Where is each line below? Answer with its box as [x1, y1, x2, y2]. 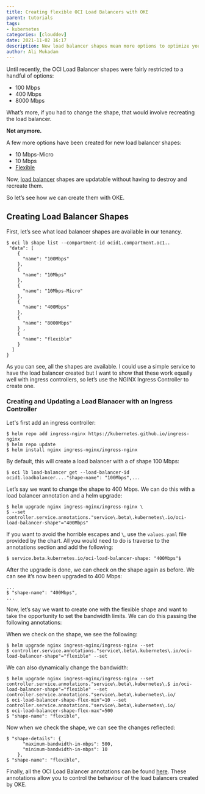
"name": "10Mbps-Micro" [22, 288, 84, 294]
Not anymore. [6, 127, 42, 134]
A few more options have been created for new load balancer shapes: [6, 139, 182, 146]
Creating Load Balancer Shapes [6, 211, 129, 222]
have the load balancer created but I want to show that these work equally [6, 369, 193, 377]
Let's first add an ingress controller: [6, 419, 96, 426]
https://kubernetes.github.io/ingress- [88, 430, 190, 437]
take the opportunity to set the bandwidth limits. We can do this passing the [6, 612, 196, 619]
